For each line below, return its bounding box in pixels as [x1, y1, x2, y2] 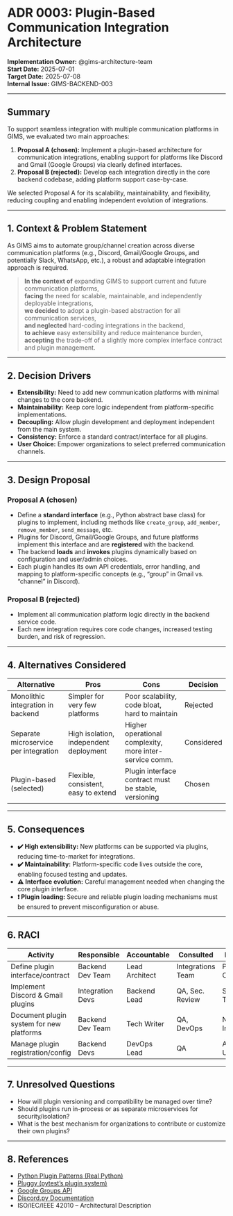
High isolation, [68, 729, 114, 738]
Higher [124, 720, 147, 730]
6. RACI [7, 930, 40, 941]
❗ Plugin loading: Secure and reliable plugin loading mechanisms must [17, 892, 218, 901]
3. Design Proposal [7, 474, 91, 486]
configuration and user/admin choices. [17, 555, 128, 564]
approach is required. [7, 263, 69, 272]
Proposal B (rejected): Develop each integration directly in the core [17, 168, 210, 176]
